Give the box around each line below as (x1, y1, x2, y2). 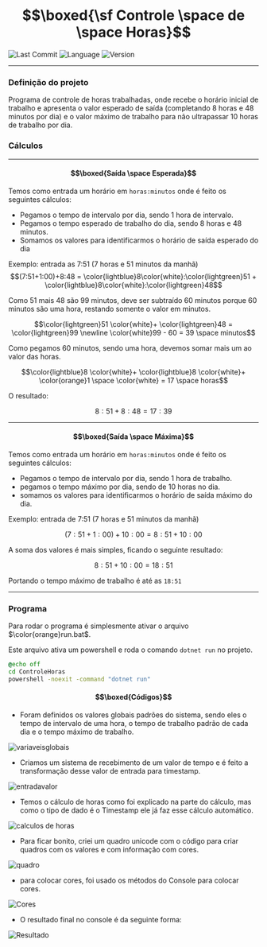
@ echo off (8, 661, 41, 669)
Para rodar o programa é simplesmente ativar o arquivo (8, 621, 189, 631)
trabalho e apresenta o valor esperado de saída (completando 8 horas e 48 (8, 103, 254, 113)
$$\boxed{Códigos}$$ (95, 693, 172, 702)
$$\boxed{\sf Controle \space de (22, 6, 245, 25)
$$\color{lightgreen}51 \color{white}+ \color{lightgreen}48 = (34, 319, 233, 328)
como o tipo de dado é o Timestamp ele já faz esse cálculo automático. (19, 805, 254, 815)
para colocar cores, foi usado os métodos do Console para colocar (19, 875, 240, 885)
